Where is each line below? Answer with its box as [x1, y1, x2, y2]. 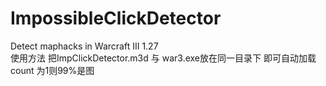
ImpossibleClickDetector [10, 7, 222, 30]
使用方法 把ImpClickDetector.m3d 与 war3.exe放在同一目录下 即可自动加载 [10, 52, 317, 64]
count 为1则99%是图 [10, 64, 95, 76]
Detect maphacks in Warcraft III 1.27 [10, 40, 159, 52]
